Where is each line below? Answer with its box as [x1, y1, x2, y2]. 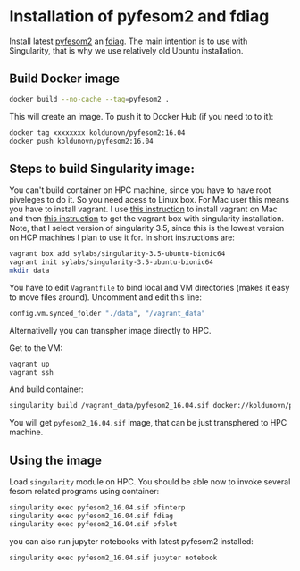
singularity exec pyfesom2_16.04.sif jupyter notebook [9, 553, 218, 562]
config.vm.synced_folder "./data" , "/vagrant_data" [9, 309, 205, 318]
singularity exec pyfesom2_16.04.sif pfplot [9, 519, 178, 528]
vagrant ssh [9, 368, 54, 377]
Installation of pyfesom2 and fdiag [9, 6, 270, 27]
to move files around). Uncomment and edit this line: [9, 292, 203, 302]
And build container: [9, 384, 84, 394]
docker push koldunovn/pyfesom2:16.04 [9, 137, 154, 145]
